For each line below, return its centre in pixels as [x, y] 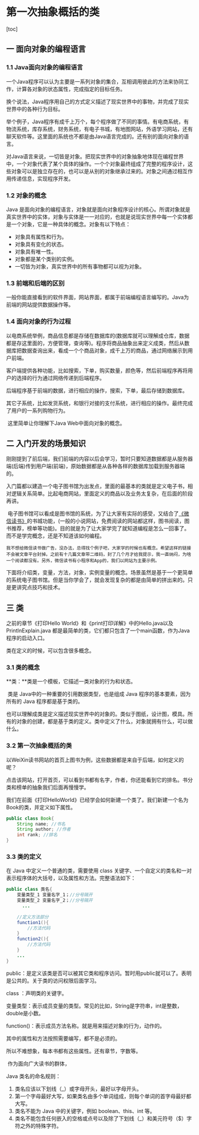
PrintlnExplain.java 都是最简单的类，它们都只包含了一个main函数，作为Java [98, 631]
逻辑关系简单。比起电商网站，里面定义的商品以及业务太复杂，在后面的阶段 [102, 494]
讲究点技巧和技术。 [40, 587]
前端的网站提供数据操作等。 [40, 305]
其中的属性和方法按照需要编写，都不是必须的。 [63, 1038]
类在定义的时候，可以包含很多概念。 [50, 651]
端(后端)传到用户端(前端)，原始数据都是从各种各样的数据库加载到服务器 [93, 466]
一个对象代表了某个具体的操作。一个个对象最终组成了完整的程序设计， [102, 164]
